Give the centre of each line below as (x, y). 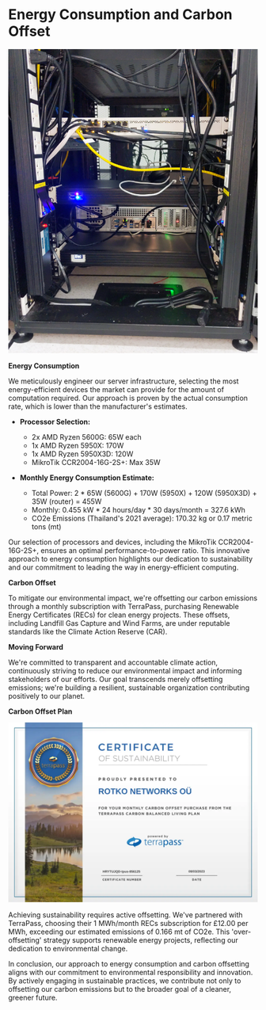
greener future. (33, 997)
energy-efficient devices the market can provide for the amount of (116, 390)
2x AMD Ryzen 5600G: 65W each (87, 437)
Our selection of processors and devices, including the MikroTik (112, 542)
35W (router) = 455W (66, 501)
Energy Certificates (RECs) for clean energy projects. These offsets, (119, 615)
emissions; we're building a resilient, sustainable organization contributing (129, 688)
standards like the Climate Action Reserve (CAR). (88, 632)
